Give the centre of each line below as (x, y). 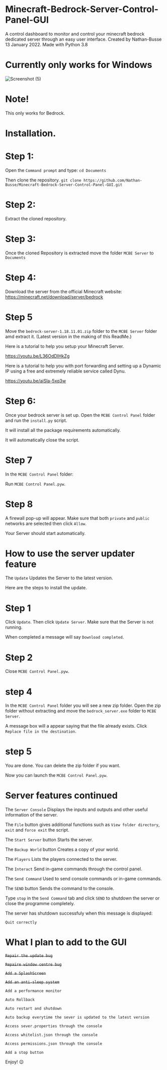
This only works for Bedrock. (35, 113)
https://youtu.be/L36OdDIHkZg (37, 356)
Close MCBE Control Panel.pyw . (37, 671)
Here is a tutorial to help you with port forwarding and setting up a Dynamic (83, 366)
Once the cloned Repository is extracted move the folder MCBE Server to (79, 253)
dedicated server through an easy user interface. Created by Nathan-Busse (83, 39)
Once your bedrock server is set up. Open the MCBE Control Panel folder (80, 415)
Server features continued (62, 796)
